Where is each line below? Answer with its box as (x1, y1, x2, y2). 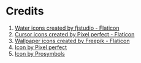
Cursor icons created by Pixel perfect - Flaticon (14, 30, 135, 38)
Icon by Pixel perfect (14, 44, 67, 51)
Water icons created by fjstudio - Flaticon (14, 24, 120, 31)
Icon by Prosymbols (14, 50, 65, 57)
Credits (6, 4, 44, 18)
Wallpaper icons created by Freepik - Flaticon (14, 37, 130, 44)
